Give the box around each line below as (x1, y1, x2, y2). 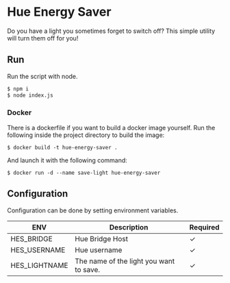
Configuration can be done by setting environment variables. (7, 206, 179, 214)
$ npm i (7, 85, 29, 93)
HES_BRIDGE (10, 234, 53, 243)
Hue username (75, 245, 123, 254)
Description (109, 222, 149, 232)
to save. (75, 264, 101, 274)
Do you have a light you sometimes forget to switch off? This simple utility (7, 27, 216, 35)
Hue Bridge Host (75, 234, 129, 243)
